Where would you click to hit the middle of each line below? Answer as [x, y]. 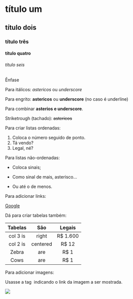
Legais [68, 228]
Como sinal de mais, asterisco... [45, 177]
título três [17, 42]
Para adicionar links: [26, 196]
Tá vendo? [23, 143]
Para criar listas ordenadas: [33, 128]
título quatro [18, 54]
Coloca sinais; [27, 168]
